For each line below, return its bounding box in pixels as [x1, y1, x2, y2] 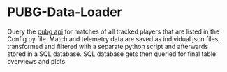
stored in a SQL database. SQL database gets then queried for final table [7, 50, 217, 58]
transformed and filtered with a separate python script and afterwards [7, 42, 208, 50]
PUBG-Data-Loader [7, 4, 122, 20]
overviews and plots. [7, 57, 68, 65]
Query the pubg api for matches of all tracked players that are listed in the [7, 27, 220, 36]
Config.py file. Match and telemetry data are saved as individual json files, [7, 34, 220, 43]
